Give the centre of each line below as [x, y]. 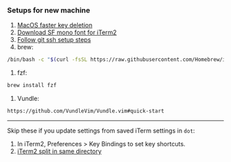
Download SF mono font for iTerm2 [67, 32]
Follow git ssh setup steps [54, 40]
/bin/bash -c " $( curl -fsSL [47, 60]
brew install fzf [32, 85]
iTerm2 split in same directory [59, 151]
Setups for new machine [49, 10]
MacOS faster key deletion [55, 25]
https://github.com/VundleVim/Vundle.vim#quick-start [86, 111]
